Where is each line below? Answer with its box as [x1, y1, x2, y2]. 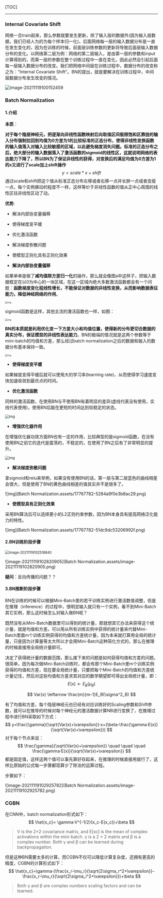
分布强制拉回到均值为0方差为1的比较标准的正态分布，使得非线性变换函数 [9, 138, 154, 144]
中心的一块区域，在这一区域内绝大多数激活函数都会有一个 [33, 279, 148, 285]
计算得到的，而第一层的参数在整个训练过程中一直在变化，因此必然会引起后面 [5, 57, 158, 63]
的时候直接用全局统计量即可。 [5, 644, 65, 650]
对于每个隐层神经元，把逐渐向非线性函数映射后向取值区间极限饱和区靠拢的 [5, 131, 154, 138]
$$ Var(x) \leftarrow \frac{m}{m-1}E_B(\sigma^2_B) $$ [27, 691, 136, 697]
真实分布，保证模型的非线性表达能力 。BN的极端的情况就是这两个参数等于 [5, 332, 151, 338]
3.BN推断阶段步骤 [5, 586, 41, 592]
